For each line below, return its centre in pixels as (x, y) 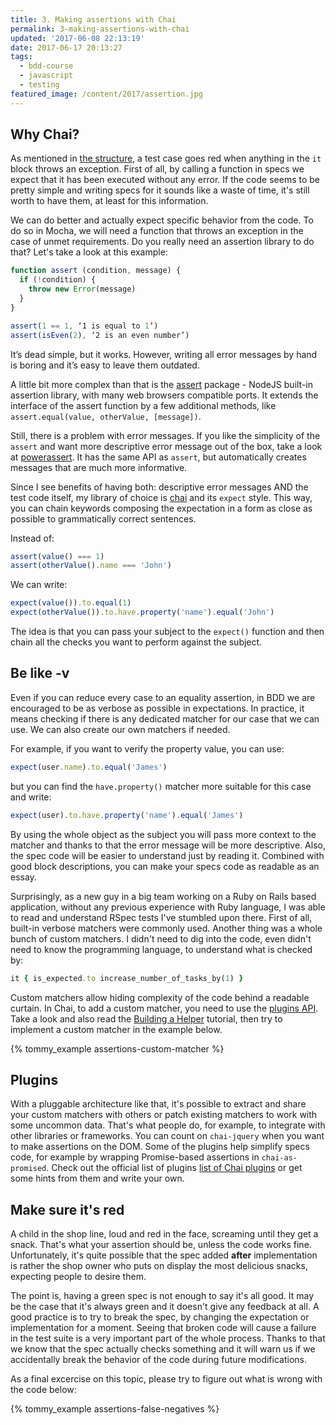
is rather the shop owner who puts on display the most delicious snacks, (159, 1266)
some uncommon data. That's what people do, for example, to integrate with (168, 1125)
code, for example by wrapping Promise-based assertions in (135, 1157)
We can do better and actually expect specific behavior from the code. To (162, 220)
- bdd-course (46, 66)
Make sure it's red (67, 1209)
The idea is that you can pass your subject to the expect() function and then (167, 632)
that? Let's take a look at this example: (89, 252)
